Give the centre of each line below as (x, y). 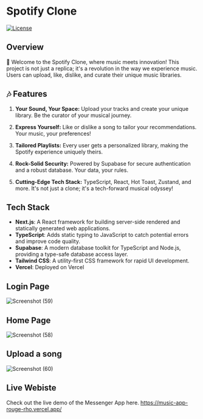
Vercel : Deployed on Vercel (50, 267)
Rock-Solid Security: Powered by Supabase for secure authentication (103, 163)
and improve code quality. (48, 241)
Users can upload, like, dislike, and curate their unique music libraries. (94, 75)
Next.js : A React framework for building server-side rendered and (98, 222)
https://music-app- (164, 403)
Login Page (28, 287)
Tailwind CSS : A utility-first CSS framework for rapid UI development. (102, 261)
